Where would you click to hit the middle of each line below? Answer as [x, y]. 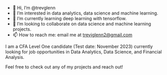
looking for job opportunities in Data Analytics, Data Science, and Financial [83, 52]
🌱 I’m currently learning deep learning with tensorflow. [69, 18]
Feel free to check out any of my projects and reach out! [64, 67]
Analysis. [15, 57]
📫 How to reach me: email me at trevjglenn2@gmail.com [72, 35]
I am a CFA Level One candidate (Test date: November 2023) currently [79, 46]
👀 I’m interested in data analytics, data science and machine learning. [86, 13]
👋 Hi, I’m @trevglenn [34, 8]
